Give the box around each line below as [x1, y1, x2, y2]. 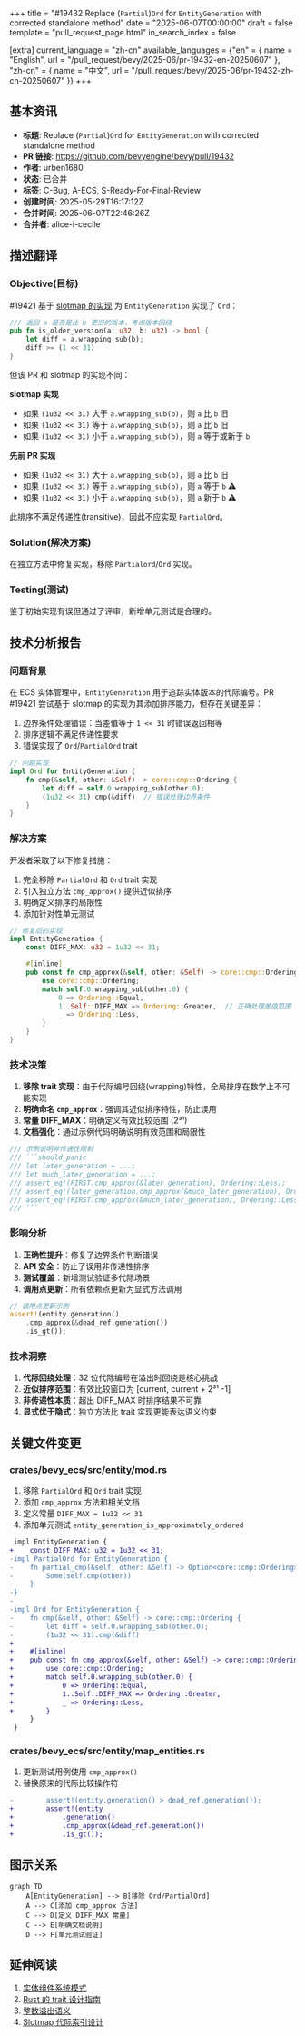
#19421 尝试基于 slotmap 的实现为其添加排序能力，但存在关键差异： [9, 699, 263, 710]
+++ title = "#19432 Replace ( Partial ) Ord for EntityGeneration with [9, 8, 262, 18]
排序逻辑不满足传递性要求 [22, 729, 119, 740]
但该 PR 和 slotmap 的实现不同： [9, 369, 131, 380]
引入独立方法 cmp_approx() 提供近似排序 [22, 885, 172, 896]
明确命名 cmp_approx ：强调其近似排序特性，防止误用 [22, 1104, 217, 1115]
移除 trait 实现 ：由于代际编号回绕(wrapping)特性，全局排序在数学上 [22, 1081, 275, 1092]
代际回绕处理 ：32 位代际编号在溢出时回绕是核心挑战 [22, 1372, 218, 1384]
